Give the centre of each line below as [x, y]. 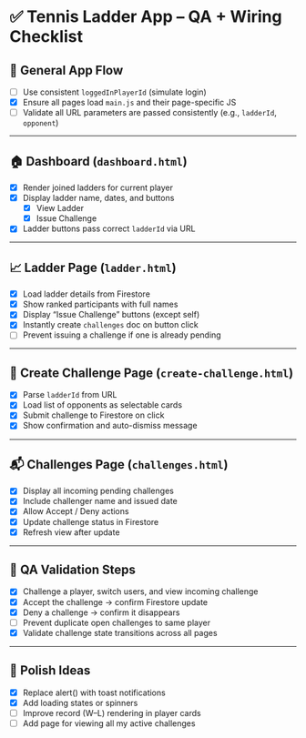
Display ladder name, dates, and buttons [98, 198]
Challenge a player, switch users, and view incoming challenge [140, 591]
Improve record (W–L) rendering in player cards [112, 713]
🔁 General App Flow [66, 70]
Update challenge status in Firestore [91, 521]
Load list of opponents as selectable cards [102, 405]
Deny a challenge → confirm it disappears [101, 612]
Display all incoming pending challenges [98, 491]
